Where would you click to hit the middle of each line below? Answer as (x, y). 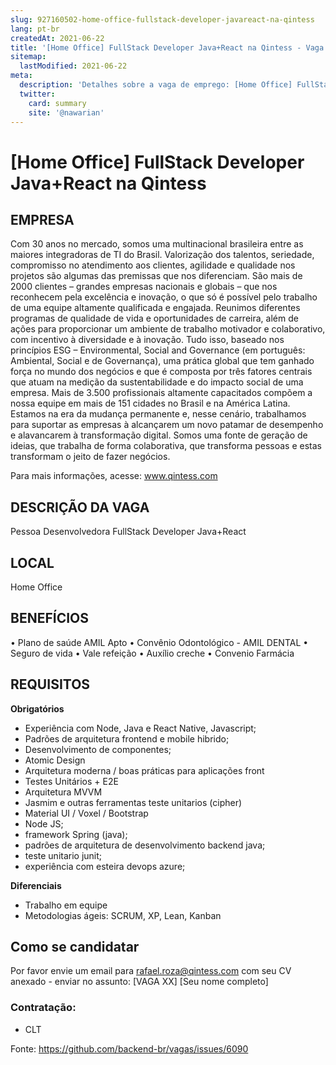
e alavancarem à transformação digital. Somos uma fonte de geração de (159, 435)
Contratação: (43, 1008)
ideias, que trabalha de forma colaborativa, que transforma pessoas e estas (166, 446)
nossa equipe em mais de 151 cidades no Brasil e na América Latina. (150, 403)
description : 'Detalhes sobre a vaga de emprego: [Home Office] (156, 85)
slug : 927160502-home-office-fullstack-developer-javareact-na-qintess (162, 19)
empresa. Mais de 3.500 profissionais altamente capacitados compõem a (161, 393)
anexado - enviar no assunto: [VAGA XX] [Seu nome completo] (139, 982)
